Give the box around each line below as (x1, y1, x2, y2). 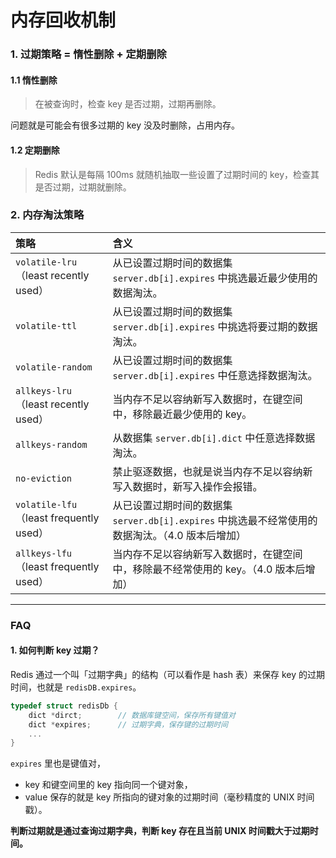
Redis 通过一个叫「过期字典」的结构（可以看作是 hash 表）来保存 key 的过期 (10, 668, 325, 680)
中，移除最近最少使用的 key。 (112, 407, 253, 421)
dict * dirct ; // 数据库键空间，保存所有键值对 (28, 710, 236, 720)
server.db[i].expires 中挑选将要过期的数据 (112, 319, 318, 333)
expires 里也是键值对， (10, 757, 107, 770)
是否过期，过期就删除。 (34, 181, 132, 193)
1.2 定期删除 (10, 144, 60, 156)
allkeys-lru (15, 385, 73, 396)
